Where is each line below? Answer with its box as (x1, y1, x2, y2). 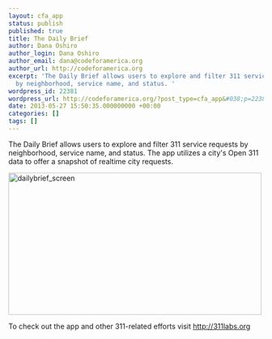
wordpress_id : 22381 (8, 87, 79, 95)
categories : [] (8, 110, 60, 118)
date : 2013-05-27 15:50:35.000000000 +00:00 (8, 102, 161, 110)
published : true (8, 27, 63, 35)
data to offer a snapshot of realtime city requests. (8, 156, 174, 166)
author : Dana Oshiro (8, 42, 79, 50)
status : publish (8, 19, 63, 28)
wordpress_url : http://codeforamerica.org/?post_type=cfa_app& (8, 95, 227, 103)
